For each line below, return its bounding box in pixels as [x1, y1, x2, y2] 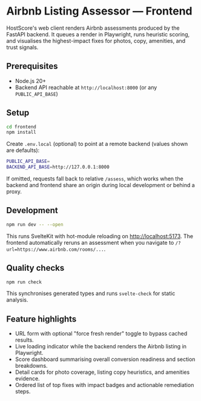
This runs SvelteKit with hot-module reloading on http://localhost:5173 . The [6, 232, 194, 240]
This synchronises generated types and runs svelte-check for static [6, 290, 176, 297]
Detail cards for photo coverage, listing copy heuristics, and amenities [15, 368, 190, 376]
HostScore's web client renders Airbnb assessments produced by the [6, 24, 180, 31]
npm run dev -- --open [6, 221, 64, 228]
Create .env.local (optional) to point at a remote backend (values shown [6, 141, 188, 148]
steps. [15, 388, 31, 395]
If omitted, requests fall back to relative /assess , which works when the [6, 175, 183, 182]
